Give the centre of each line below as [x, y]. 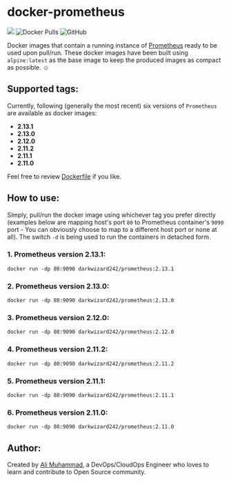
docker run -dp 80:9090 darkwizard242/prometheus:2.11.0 [91, 427]
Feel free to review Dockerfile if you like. [64, 176]
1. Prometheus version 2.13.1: [57, 255]
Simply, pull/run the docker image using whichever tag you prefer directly [111, 215]
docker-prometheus [66, 12]
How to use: [33, 198]
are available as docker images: [52, 113]
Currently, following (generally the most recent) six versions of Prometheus [112, 106]
